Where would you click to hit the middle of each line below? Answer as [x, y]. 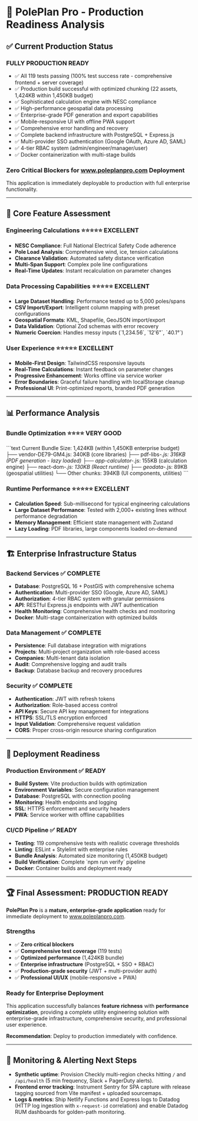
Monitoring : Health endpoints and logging [66, 802]
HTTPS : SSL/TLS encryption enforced [61, 717]
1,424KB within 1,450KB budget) [54, 95]
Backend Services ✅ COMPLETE [53, 573]
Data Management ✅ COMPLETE [54, 633]
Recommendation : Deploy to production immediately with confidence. [92, 1036]
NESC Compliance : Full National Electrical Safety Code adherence [95, 245]
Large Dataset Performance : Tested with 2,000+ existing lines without [100, 510]
